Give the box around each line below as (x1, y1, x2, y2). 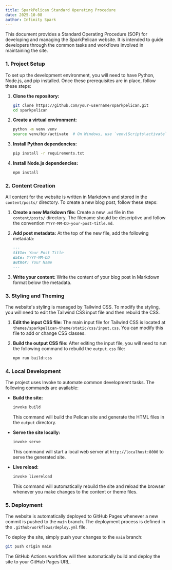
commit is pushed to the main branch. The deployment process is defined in (5, 518, 166, 524)
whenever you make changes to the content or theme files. (12, 488, 138, 495)
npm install (12, 170, 39, 175)
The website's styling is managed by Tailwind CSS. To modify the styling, (5, 303, 160, 310)
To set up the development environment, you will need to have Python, (5, 72, 155, 78)
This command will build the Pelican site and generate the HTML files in (12, 414, 164, 420)
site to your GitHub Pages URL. (5, 558, 71, 565)
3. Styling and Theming (5, 292, 65, 299)
